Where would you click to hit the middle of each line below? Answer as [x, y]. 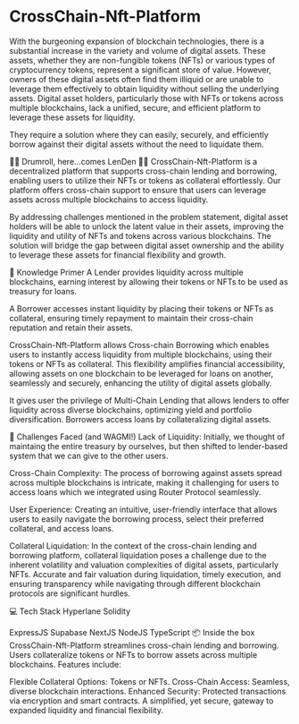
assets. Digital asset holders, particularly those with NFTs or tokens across [146, 98]
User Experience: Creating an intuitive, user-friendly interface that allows [143, 509]
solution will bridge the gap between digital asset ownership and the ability [147, 245]
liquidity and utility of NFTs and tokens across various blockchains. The [141, 235]
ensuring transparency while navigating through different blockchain [135, 583]
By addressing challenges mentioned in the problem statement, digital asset [149, 217]
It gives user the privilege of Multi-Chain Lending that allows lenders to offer [149, 400]
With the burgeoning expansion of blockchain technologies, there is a [137, 41]
